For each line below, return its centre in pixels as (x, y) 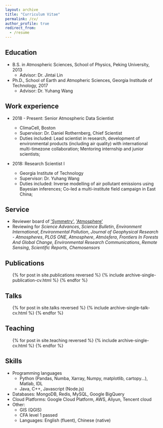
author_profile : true (27, 23)
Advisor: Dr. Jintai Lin (41, 75)
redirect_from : (21, 28)
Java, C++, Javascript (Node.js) (52, 389)
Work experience (32, 106)
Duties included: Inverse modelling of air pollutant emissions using (86, 184)
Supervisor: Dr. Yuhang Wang (49, 178)
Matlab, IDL (31, 384)
